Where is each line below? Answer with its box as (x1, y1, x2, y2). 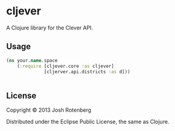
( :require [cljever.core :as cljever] (17, 63, 114, 69)
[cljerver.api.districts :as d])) (44, 69, 130, 75)
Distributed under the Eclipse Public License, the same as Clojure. (6, 118, 170, 126)
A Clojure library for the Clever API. (6, 24, 93, 31)
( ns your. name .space (6, 57, 58, 64)
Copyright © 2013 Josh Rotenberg (6, 106, 91, 114)
